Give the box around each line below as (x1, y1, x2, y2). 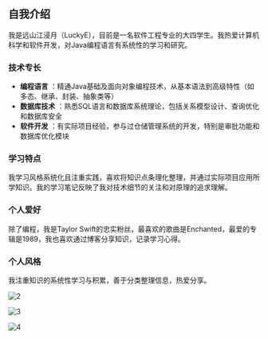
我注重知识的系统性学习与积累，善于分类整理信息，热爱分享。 (8, 275, 211, 285)
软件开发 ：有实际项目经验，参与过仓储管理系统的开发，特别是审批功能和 (19, 122, 260, 131)
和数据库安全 (19, 111, 62, 121)
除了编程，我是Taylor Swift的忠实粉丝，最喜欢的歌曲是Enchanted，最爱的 (8, 224, 250, 233)
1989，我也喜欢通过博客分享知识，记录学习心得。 (22, 234, 185, 244)
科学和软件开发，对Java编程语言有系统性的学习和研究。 (8, 40, 192, 49)
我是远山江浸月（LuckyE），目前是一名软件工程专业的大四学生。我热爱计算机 (8, 30, 260, 40)
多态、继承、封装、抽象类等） (19, 92, 118, 101)
